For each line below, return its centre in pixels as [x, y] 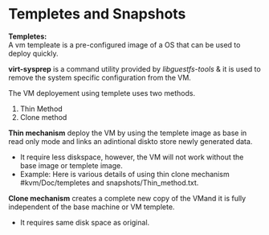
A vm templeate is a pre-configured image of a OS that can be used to [124, 44]
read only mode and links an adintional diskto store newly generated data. [130, 141]
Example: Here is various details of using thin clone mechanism [125, 174]
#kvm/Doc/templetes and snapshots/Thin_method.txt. [109, 183]
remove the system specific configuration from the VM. [100, 77]
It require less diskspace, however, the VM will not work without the [132, 157]
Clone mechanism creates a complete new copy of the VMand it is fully [127, 198]
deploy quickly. [33, 53]
